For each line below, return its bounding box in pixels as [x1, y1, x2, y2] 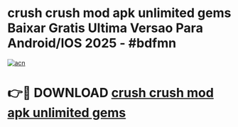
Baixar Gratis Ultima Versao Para [7, 20, 204, 36]
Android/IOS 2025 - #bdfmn [7, 35, 176, 51]
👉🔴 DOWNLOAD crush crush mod [7, 85, 215, 101]
